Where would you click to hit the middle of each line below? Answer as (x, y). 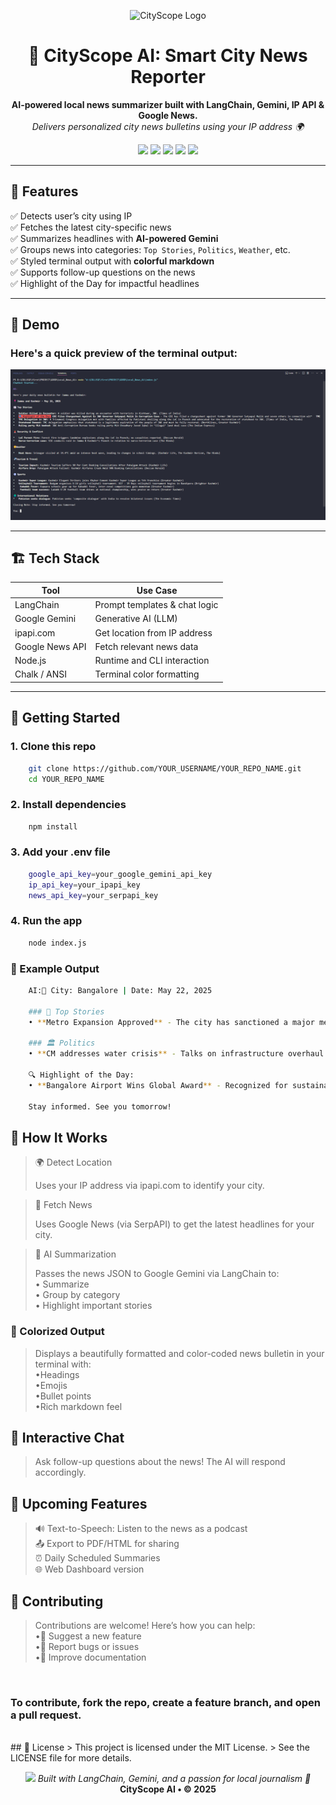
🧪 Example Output (55, 968)
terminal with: (63, 1364)
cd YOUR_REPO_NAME (66, 779)
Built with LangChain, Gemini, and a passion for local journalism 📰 (174, 1779)
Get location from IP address (153, 632)
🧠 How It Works (59, 1137)
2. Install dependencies (68, 805)
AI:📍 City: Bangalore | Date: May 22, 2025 (120, 990)
